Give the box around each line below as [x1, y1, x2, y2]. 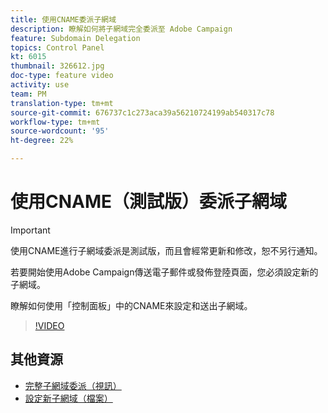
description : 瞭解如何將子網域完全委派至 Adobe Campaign [10, 24, 233, 34]
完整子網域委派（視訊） [24, 379, 122, 391]
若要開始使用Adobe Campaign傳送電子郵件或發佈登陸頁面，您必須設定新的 [10, 266, 319, 278]
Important [10, 224, 51, 236]
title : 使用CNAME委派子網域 [10, 14, 117, 25]
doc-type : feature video [10, 71, 114, 81]
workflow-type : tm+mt [10, 117, 101, 127]
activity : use [10, 80, 70, 90]
